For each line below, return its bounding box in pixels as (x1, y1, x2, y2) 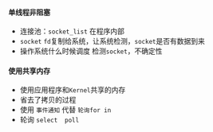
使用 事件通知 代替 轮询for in (19, 105, 112, 115)
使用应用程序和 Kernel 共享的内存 (19, 85, 126, 95)
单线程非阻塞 (8, 7, 50, 17)
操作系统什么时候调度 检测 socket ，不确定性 (19, 46, 163, 56)
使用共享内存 (8, 66, 50, 76)
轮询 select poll (19, 115, 80, 125)
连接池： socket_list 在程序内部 (19, 26, 125, 36)
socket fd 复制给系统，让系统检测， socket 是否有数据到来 (19, 37, 205, 46)
